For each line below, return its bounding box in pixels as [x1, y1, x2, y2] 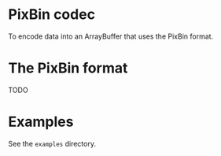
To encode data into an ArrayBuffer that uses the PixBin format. [8, 32, 214, 41]
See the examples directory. [8, 139, 97, 148]
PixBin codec [8, 6, 96, 24]
